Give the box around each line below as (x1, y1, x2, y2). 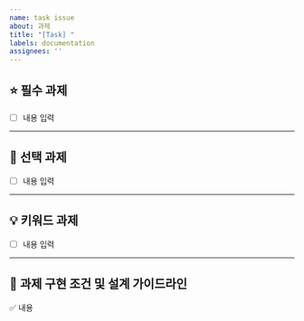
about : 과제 (9, 22, 52, 31)
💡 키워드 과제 (9, 213, 79, 229)
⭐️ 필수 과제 (9, 82, 68, 98)
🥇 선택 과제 (9, 150, 68, 165)
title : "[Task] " (9, 30, 75, 39)
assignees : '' (9, 47, 63, 56)
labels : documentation (9, 38, 95, 48)
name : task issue (9, 13, 75, 23)
